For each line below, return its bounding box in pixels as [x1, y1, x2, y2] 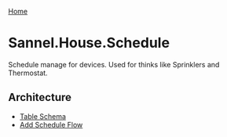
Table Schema [19, 111, 67, 121]
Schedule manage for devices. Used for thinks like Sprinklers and [8, 59, 220, 69]
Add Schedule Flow [19, 120, 83, 129]
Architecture [8, 91, 72, 104]
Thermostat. [8, 68, 49, 78]
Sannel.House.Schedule [8, 34, 170, 52]
